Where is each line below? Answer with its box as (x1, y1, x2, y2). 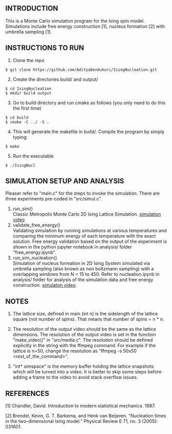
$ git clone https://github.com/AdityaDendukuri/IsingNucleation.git (5, 67, 158, 72)
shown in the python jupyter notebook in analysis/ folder (12, 244, 132, 250)
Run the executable (12, 153, 54, 159)
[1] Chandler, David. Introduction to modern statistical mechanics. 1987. (5, 403, 156, 409)
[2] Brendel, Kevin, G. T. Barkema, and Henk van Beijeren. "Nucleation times (5, 413, 166, 419)
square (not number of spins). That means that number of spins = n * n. (12, 316, 164, 323)
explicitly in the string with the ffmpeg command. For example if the (12, 343, 156, 349)
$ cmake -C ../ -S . (5, 119, 50, 125)
